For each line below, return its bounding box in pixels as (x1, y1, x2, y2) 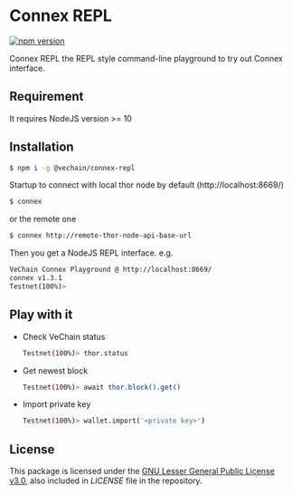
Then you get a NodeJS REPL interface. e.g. (9, 247, 174, 258)
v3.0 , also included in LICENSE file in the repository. (9, 475, 203, 486)
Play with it (9, 307, 73, 323)
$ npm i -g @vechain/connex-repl (9, 163, 136, 172)
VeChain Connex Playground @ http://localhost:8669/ (9, 265, 212, 275)
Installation (9, 140, 74, 155)
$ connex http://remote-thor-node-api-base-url (9, 231, 193, 240)
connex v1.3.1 (9, 274, 63, 283)
